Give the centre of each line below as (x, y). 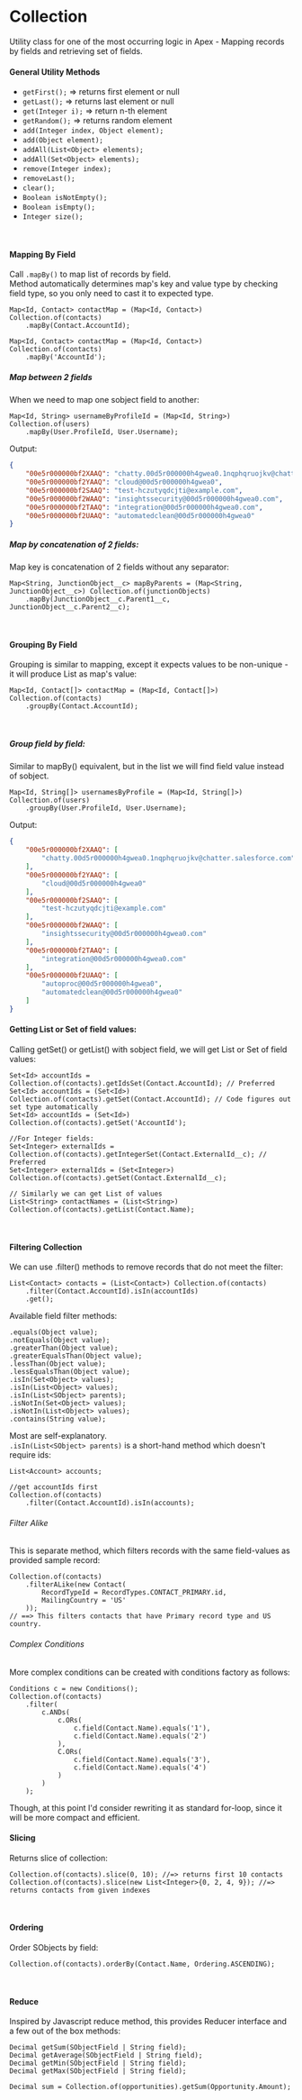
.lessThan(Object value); (58, 1364)
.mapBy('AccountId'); (66, 358)
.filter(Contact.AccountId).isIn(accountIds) (112, 1291)
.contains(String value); (58, 1419)
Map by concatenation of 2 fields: (74, 544)
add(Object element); (62, 141)
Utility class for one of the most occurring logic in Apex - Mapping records (147, 41)
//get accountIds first (54, 1487)
